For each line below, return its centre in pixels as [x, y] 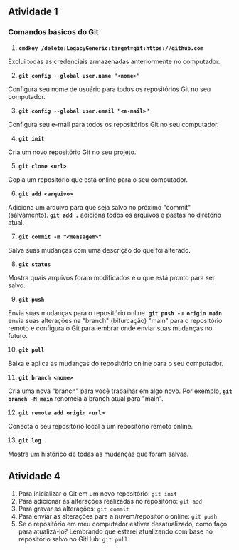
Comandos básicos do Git [53, 32]
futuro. [18, 335]
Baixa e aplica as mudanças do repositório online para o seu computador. [116, 363]
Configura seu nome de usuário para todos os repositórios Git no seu [110, 89]
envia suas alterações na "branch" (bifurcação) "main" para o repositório [115, 320]
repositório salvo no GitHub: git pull [73, 539]
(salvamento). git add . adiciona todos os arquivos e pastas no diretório [115, 215]
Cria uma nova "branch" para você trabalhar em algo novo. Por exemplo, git [120, 391]
